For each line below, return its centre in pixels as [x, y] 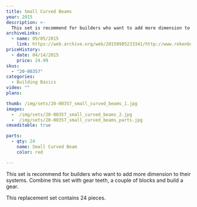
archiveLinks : [23, 33]
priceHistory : [23, 50]
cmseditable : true [28, 125]
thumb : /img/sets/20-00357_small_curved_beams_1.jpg [72, 103]
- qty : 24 [23, 142]
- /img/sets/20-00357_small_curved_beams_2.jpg [72, 115]
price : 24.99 [33, 60]
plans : [14, 93]
